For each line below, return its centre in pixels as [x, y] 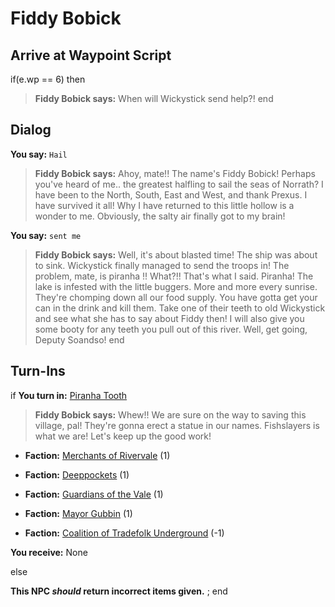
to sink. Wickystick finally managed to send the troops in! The [162, 265]
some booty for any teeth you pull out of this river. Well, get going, [171, 329]
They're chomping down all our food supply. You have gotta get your [176, 297]
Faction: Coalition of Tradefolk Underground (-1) [124, 533]
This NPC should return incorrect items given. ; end [119, 591]
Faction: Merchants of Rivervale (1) [97, 455]
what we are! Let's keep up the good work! [123, 436]
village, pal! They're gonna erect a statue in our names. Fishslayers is [177, 425]
